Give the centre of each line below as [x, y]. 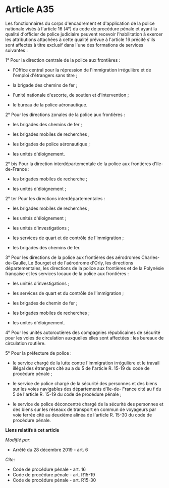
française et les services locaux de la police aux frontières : [67, 273]
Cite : [10, 459]
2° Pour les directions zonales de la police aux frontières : [65, 115]
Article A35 [30, 9]
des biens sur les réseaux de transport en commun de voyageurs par [84, 409]
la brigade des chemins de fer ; [45, 85]
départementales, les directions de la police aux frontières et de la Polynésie [85, 268]
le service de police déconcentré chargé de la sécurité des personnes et [88, 404]
